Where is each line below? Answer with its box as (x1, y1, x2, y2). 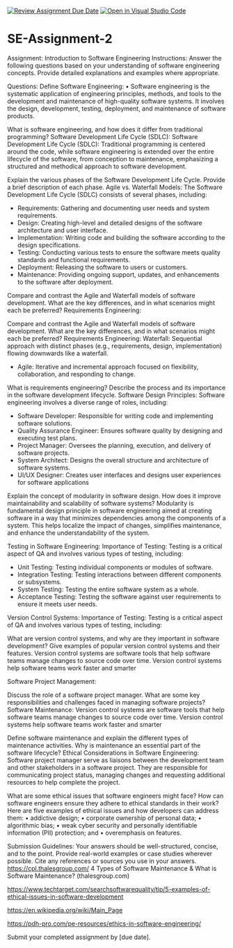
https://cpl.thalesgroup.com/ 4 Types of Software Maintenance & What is (7, 864, 217, 872)
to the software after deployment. (17, 278, 113, 286)
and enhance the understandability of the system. (7, 529, 150, 537)
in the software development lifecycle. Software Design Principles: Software (7, 390, 225, 399)
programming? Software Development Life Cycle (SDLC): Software (7, 132, 198, 140)
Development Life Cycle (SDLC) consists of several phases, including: (7, 190, 207, 198)
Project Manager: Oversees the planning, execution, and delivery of (17, 441, 211, 449)
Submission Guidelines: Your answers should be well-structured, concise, (7, 842, 218, 850)
